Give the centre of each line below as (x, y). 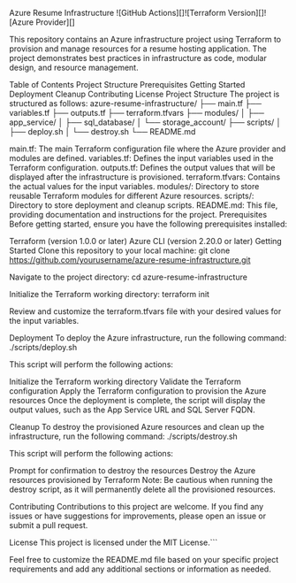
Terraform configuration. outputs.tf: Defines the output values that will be (142, 168)
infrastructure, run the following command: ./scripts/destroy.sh (124, 436)
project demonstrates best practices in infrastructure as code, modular (138, 58)
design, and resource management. (74, 67)
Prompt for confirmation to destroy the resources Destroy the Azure (133, 471)
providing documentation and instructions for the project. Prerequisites (138, 215)
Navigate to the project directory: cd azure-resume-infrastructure (128, 277)
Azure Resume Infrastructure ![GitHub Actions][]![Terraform (118, 13)
